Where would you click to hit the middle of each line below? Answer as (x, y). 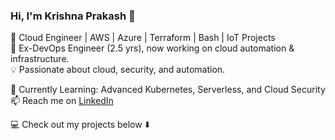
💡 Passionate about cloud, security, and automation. (118, 70)
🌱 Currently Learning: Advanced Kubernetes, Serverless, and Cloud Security (168, 90)
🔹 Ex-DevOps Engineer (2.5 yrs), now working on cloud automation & (152, 48)
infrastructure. (40, 59)
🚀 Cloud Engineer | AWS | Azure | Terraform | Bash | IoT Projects (143, 38)
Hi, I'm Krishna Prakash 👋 (73, 16)
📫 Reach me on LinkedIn (62, 101)
